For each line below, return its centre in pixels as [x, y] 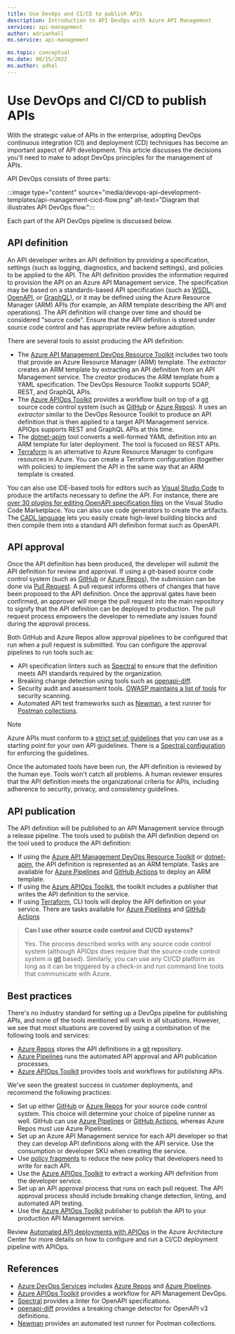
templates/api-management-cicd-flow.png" [70, 199]
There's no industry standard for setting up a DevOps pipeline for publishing [117, 1012]
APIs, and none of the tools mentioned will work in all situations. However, [114, 1020]
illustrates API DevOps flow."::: [51, 207]
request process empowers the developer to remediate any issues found [112, 616]
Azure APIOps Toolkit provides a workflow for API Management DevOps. [122, 1293]
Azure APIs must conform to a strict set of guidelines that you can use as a [115, 738]
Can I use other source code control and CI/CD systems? [109, 930]
